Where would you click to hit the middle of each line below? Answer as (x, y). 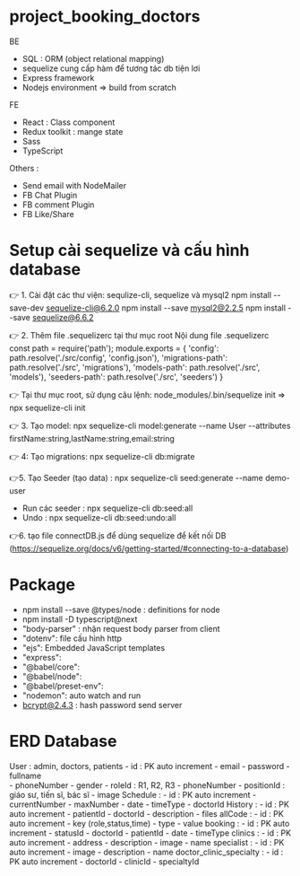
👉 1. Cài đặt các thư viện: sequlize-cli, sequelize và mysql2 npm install (140, 294)
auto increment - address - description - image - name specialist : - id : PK (147, 842)
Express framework (58, 77)
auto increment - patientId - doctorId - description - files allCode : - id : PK (146, 813)
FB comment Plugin (58, 205)
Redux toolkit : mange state (73, 131)
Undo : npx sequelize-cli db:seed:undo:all (99, 517)
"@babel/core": (51, 667)
